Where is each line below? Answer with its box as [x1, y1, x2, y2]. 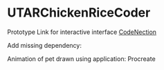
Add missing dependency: [7, 41, 82, 49]
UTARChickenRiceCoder [7, 5, 151, 21]
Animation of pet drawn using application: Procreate [7, 54, 156, 63]
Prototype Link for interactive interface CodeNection [7, 28, 157, 36]
